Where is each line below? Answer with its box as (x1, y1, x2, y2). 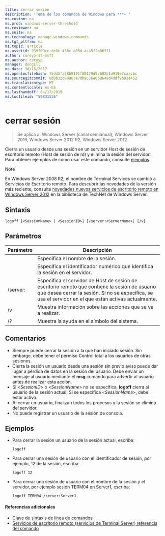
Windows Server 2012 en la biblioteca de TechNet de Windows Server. (5, 191, 148, 197)
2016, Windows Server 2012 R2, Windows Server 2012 (17, 137, 127, 143)
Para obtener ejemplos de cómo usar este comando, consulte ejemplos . (5, 157, 151, 163)
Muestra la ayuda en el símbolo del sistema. (37, 318, 138, 325)
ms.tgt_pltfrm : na (5, 39, 43, 44)
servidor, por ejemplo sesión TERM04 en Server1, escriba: (12, 484, 130, 490)
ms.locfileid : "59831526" (5, 94, 58, 99)
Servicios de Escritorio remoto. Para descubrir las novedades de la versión (5, 181, 156, 187)
